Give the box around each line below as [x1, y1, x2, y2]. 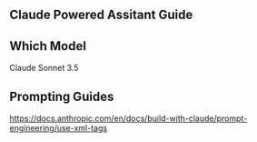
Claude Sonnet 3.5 [9, 63, 79, 74]
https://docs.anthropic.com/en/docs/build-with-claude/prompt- [9, 113, 248, 124]
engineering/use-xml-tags [9, 123, 107, 134]
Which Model [9, 38, 86, 54]
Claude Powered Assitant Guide [9, 7, 193, 23]
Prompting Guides [9, 88, 114, 104]
